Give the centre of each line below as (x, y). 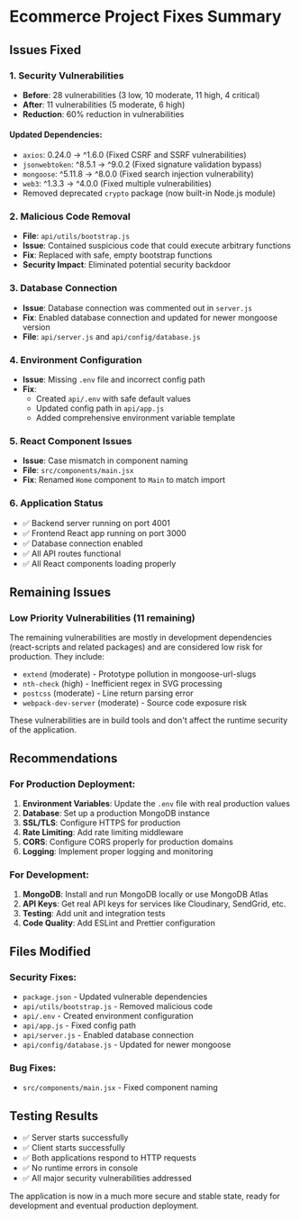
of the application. (43, 730)
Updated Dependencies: (56, 135)
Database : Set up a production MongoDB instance (116, 813)
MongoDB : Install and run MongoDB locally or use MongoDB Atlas (145, 895)
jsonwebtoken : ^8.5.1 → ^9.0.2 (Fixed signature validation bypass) (142, 165)
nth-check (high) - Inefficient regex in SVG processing (122, 684)
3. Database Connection (64, 288)
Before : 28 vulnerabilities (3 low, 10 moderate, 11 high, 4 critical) (141, 95)
